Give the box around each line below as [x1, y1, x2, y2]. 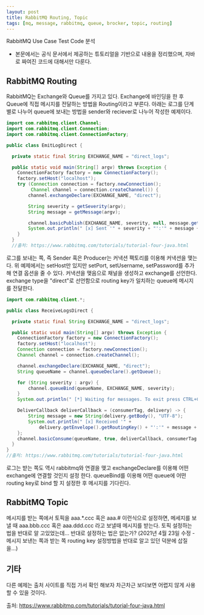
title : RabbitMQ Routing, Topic [6, 15, 88, 21]
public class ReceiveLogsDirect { [6, 307, 94, 314]
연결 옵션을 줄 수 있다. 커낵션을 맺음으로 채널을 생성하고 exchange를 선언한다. [12, 269, 197, 277]
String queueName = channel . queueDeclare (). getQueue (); [17, 368, 162, 375]
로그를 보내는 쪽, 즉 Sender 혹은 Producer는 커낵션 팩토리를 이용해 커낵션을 [6, 254, 186, 261]
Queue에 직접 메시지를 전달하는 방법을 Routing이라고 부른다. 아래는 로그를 [6, 101, 183, 108]
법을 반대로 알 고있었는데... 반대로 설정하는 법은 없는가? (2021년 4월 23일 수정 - [6, 529, 195, 537]
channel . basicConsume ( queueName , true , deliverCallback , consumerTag [17, 435, 197, 442]
